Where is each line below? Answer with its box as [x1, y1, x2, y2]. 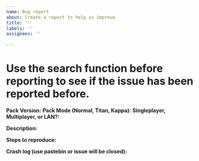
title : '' [6, 20, 31, 26]
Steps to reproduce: [6, 137, 56, 144]
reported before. [6, 87, 90, 101]
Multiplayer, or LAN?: [6, 113, 60, 120]
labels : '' [6, 25, 33, 32]
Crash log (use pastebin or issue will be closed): [6, 148, 128, 155]
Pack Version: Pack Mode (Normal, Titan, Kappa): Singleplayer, [6, 107, 166, 114]
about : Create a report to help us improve [6, 14, 116, 20]
